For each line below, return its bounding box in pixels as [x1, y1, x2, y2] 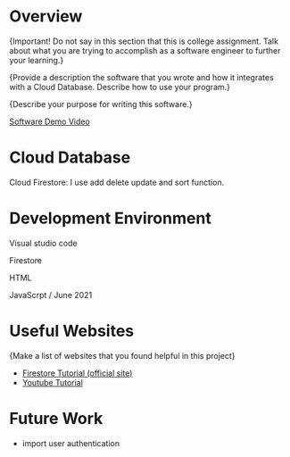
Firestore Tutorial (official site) [21, 368, 133, 378]
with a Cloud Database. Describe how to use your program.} [9, 81, 230, 92]
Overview [9, 6, 83, 27]
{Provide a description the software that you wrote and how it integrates [9, 71, 274, 82]
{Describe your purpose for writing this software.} [9, 98, 194, 109]
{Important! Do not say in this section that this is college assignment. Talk [9, 36, 279, 46]
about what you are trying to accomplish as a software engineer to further [9, 45, 281, 55]
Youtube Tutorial [21, 377, 83, 387]
